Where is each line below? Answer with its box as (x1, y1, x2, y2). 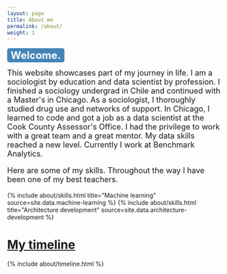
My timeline (7, 237, 76, 253)
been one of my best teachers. (7, 175, 118, 185)
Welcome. (10, 49, 62, 62)
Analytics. (7, 149, 43, 159)
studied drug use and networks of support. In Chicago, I (7, 104, 210, 114)
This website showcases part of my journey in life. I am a (7, 68, 213, 78)
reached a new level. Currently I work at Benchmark (7, 140, 195, 150)
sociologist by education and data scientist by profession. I (7, 77, 220, 87)
